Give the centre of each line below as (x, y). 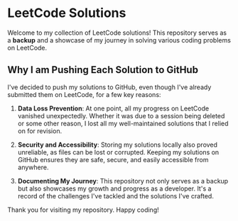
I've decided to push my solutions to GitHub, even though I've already (109, 87)
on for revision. (40, 131)
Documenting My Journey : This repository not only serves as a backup (123, 181)
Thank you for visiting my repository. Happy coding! (83, 210)
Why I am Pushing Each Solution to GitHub (103, 70)
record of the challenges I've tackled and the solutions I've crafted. (116, 195)
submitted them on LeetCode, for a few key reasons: (84, 94)
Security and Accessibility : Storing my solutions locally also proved (118, 144)
